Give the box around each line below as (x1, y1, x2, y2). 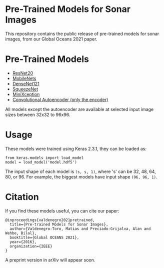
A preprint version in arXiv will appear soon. (5, 256, 95, 263)
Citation (5, 191, 39, 202)
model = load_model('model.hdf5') (5, 159, 77, 164)
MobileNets (12, 75, 36, 81)
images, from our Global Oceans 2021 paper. (5, 36, 97, 42)
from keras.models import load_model (5, 155, 84, 160)
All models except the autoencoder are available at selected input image (5, 106, 154, 112)
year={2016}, (9, 239, 37, 244)
